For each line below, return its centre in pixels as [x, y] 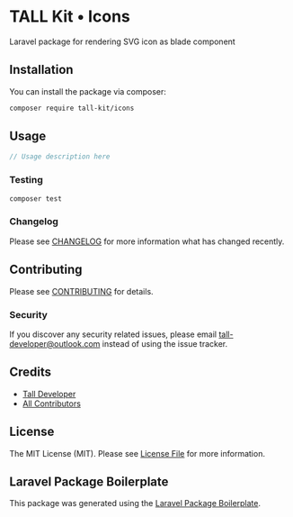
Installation [41, 70]
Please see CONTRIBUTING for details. [82, 291]
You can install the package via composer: [88, 91]
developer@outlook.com [55, 343]
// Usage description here [60, 157]
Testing [26, 180]
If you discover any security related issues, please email [113, 334]
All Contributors [51, 404]
